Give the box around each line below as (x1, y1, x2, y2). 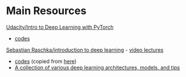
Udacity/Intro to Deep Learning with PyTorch (6, 24, 114, 31)
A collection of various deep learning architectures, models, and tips (14, 63, 180, 71)
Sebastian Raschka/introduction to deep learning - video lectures (6, 46, 164, 53)
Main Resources (6, 4, 87, 18)
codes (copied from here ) (14, 58, 77, 65)
